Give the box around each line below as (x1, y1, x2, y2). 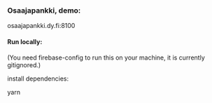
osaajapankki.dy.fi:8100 (7, 22, 76, 30)
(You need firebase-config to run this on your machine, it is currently (7, 53, 205, 62)
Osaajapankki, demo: (7, 6, 81, 15)
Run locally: (7, 37, 43, 46)
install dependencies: (7, 74, 69, 83)
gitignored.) (7, 60, 41, 69)
